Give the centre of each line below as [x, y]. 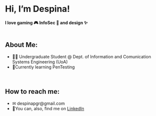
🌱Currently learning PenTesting [43, 67]
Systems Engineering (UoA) [40, 62]
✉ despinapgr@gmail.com [38, 103]
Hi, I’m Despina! [38, 9]
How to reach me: [32, 91]
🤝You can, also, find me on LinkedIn [48, 108]
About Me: [21, 45]
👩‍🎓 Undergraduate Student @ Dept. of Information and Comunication [81, 56]
